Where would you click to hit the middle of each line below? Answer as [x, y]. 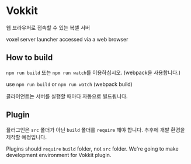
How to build [29, 57]
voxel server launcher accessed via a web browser [67, 39]
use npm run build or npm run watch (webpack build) [69, 84]
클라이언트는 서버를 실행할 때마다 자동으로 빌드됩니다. [67, 96]
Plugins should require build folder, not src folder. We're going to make [93, 149]
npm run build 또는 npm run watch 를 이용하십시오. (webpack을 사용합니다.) [93, 72]
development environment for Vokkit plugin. [59, 155]
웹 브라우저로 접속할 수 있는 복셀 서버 [48, 27]
